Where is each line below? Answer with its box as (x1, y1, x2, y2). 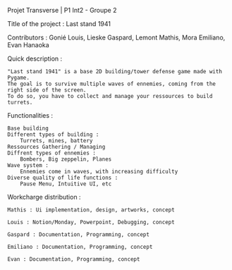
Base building (7, 125, 49, 132)
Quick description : (7, 54, 63, 63)
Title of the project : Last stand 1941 (7, 20, 111, 27)
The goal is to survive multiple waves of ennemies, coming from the (7, 80, 216, 87)
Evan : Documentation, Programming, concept (7, 256, 140, 263)
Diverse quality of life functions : (7, 174, 118, 181)
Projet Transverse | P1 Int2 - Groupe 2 (7, 6, 117, 14)
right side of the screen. (7, 87, 87, 94)
